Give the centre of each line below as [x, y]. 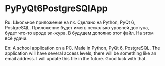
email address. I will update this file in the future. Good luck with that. [76, 58]
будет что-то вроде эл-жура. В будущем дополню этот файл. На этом [80, 33]
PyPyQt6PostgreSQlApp [56, 9]
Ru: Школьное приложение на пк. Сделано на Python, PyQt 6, [70, 22]
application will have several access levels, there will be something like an [81, 53]
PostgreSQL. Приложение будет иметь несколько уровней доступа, [77, 27]
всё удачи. [17, 38]
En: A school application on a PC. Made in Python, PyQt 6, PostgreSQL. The [82, 48]
